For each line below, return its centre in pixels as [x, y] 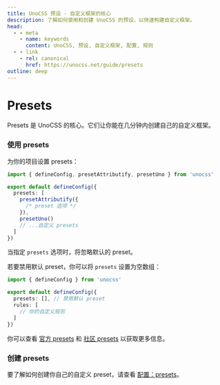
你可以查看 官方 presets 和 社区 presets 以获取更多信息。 [88, 338]
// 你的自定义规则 [42, 311]
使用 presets [28, 145]
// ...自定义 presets [49, 225]
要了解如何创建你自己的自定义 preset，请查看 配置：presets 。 [95, 374]
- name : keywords [44, 39]
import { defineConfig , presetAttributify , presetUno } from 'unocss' [111, 174]
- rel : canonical [44, 59]
